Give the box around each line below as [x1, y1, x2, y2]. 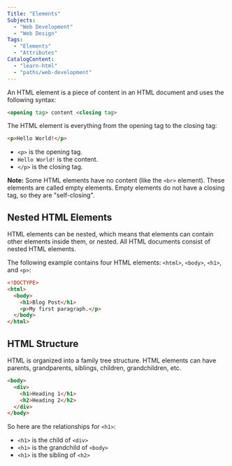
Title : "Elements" [7, 10, 61, 17]
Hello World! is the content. [17, 155, 99, 164]
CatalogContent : [7, 56, 55, 63]
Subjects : [7, 17, 36, 24]
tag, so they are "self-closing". [7, 191, 95, 199]
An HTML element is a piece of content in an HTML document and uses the [7, 88, 224, 97]
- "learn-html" [13, 62, 58, 69]
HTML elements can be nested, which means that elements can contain [7, 230, 214, 239]
